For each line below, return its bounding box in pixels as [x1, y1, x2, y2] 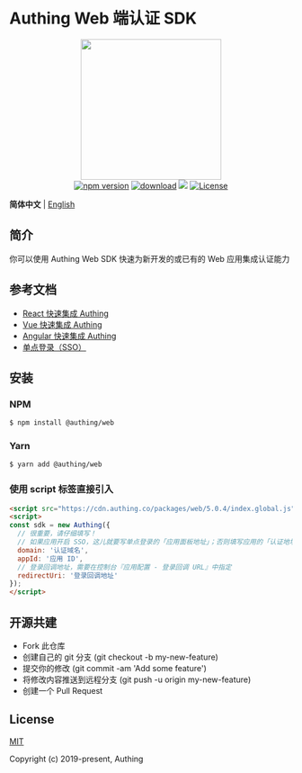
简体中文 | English [9, 199, 75, 210]
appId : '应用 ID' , [17, 554, 84, 563]
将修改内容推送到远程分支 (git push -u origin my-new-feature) [22, 674, 252, 685]
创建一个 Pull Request [22, 686, 103, 697]
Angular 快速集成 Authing [22, 330, 117, 341]
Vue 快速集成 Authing [22, 319, 102, 329]
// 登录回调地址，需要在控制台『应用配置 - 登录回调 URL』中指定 [17, 562, 232, 571]
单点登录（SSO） [22, 341, 87, 352]
